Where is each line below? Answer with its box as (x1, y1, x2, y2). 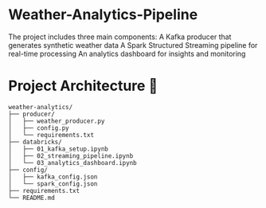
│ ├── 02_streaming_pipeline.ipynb (8, 151, 134, 160)
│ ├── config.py (8, 124, 69, 132)
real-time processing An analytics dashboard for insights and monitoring (8, 49, 246, 58)
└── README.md (8, 194, 56, 202)
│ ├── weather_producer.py (8, 117, 105, 125)
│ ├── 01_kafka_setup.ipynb (8, 145, 109, 153)
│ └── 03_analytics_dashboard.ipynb (8, 159, 137, 167)
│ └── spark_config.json (8, 179, 98, 188)
